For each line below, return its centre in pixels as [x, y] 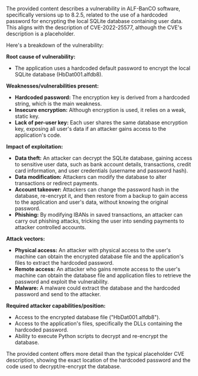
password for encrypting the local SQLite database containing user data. [95, 21]
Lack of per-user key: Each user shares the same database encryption [101, 123]
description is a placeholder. [40, 34]
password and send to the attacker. [58, 294]
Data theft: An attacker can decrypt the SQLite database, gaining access [103, 158]
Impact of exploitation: [35, 147]
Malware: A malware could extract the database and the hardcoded [97, 288]
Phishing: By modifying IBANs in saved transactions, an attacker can [99, 215]
